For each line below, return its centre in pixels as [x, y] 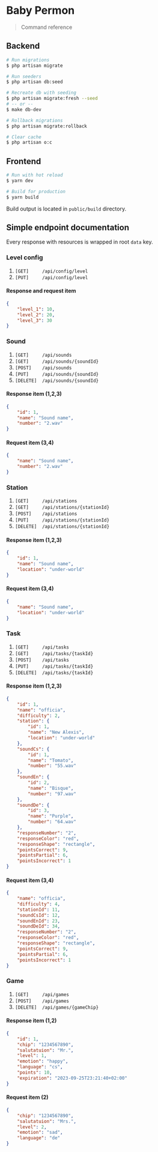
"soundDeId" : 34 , [39, 926]
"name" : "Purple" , [51, 816]
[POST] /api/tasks [42, 660]
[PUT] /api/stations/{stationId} [62, 520]
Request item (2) [28, 1097]
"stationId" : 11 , [39, 910]
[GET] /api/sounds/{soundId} [57, 362]
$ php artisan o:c [29, 143]
